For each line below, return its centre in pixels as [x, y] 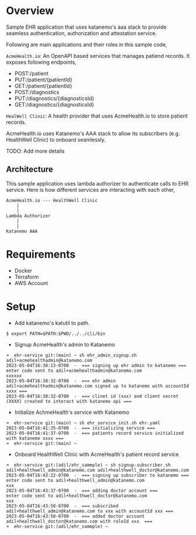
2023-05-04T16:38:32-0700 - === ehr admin [61, 381]
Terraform [27, 277]
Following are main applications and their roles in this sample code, [87, 44]
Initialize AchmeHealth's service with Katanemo [72, 412]
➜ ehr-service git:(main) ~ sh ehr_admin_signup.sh [71, 355]
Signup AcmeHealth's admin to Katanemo [65, 344]
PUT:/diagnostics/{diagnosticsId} [54, 98]
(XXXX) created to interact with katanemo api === [69, 401]
